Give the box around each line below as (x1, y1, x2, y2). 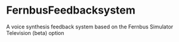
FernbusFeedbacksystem (6, 4, 136, 17)
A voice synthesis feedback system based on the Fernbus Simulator (6, 23, 174, 30)
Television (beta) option (6, 29, 64, 36)
